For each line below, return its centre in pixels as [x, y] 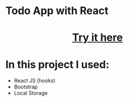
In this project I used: [57, 64]
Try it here [97, 38]
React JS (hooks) [35, 81]
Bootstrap [26, 87]
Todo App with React [57, 11]
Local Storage [31, 93]
